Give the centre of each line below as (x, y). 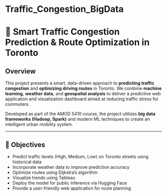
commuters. (17, 104)
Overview (21, 71)
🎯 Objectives (25, 145)
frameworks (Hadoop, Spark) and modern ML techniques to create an (78, 119)
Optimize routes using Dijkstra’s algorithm (55, 172)
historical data (27, 162)
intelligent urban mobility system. (39, 125)
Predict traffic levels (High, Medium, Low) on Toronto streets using (81, 157)
